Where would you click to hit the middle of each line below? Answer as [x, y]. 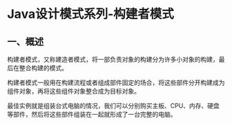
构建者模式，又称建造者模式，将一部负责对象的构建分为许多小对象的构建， [113, 59]
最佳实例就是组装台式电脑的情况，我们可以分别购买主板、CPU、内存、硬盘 [113, 106]
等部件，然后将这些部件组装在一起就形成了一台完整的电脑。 [92, 114]
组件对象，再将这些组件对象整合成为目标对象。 [74, 91]
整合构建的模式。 [43, 68]
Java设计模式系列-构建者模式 [91, 14]
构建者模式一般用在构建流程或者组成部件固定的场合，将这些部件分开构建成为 [116, 82]
